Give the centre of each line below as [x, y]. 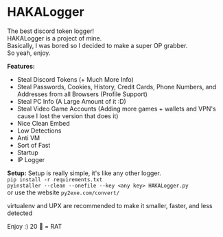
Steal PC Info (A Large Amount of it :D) [72, 101]
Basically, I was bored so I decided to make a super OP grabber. [97, 45]
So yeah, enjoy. [29, 53]
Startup [28, 153]
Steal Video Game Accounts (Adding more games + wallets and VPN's [116, 109]
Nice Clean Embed [43, 123]
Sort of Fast [34, 145]
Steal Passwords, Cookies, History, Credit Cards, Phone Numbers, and [117, 87]
